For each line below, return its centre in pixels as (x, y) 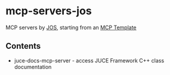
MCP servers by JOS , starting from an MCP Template (71, 27)
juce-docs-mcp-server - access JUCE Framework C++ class (89, 60)
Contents (23, 46)
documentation (33, 67)
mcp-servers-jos (49, 11)
